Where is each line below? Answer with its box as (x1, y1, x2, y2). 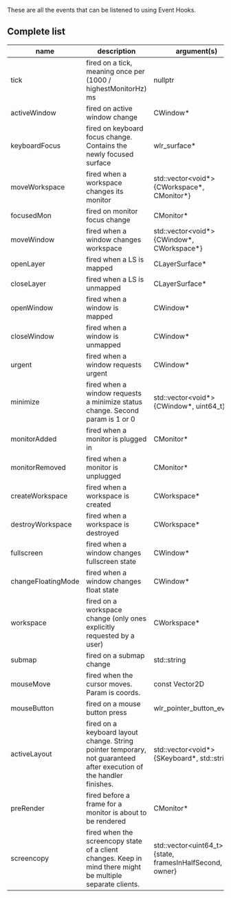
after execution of (85, 762, 144, 772)
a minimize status (85, 397, 143, 407)
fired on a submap (85, 650, 145, 660)
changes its (85, 186, 124, 196)
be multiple (85, 870, 122, 880)
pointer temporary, (85, 745, 146, 754)
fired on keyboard (85, 124, 144, 133)
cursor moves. (85, 679, 133, 689)
